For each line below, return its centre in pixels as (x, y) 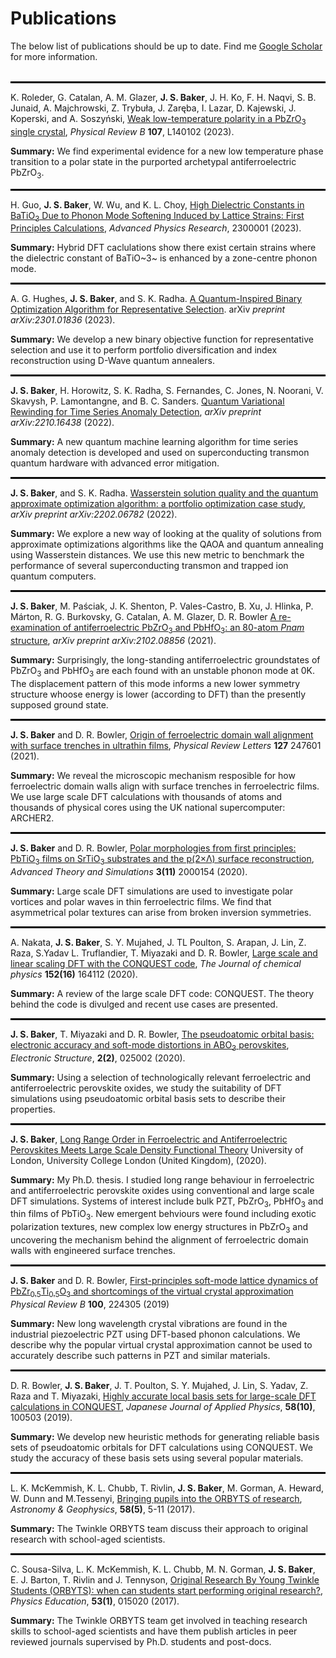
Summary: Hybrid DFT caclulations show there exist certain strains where (163, 248)
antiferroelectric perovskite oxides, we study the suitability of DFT (146, 1088)
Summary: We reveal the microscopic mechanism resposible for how (153, 775)
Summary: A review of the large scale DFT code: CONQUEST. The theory (162, 993)
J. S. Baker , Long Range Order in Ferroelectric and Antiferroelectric (149, 1139)
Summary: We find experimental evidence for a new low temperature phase (167, 151)
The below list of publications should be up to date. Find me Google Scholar (166, 46)
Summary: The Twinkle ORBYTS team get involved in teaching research (159, 1620)
